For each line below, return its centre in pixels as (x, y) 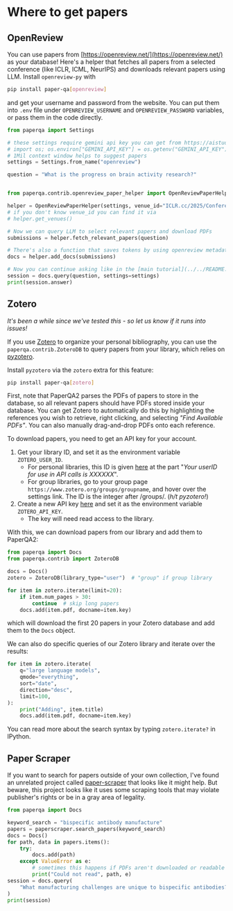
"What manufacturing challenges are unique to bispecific (105, 887)
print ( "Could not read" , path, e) (82, 874)
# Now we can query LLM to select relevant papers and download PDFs (110, 231)
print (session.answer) (40, 282)
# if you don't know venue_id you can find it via (82, 212)
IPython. (19, 736)
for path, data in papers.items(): (59, 842)
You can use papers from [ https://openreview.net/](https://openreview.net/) (115, 54)
